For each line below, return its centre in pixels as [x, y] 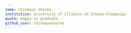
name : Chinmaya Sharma [28, 9]
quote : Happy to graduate [31, 18]
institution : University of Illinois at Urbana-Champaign [65, 14]
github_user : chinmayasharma [35, 23]
